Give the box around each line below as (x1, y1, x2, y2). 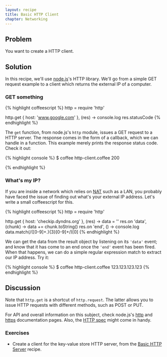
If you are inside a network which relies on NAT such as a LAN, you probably (5, 188, 162, 194)
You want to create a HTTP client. (5, 48, 74, 54)
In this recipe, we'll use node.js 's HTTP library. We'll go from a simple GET (5, 76, 157, 82)
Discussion (5, 283, 41, 292)
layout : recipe (5, 7, 37, 12)
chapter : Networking (5, 16, 48, 21)
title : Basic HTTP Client (5, 12, 59, 17)
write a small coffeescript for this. (5, 199, 74, 205)
